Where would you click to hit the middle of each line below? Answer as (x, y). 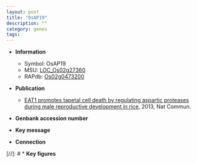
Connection (30, 142)
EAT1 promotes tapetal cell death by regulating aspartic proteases (107, 100)
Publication (30, 88)
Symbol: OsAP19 (45, 64)
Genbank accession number (51, 119)
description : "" (27, 23)
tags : (13, 35)
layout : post (23, 12)
